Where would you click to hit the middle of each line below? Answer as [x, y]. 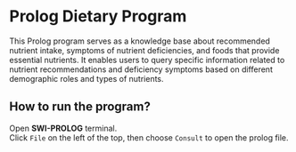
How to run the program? [80, 107]
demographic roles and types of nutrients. [86, 78]
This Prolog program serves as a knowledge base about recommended [140, 41]
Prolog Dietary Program [98, 16]
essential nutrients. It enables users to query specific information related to [147, 60]
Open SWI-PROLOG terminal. [63, 128]
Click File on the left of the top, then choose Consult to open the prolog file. [149, 137]
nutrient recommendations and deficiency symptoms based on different [141, 69]
